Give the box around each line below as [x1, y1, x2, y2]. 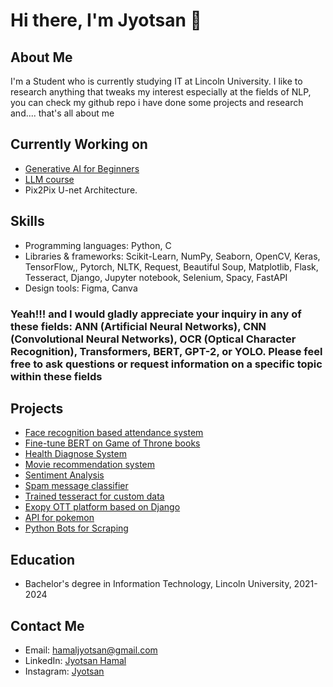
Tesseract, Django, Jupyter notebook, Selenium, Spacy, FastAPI [24, 271, 288, 283]
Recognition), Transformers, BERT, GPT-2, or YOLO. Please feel [10, 344, 323, 358]
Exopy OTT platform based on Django [24, 501, 181, 513]
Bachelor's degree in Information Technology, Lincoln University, [24, 578, 292, 590]
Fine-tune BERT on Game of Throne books [24, 437, 201, 449]
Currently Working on [10, 136, 148, 153]
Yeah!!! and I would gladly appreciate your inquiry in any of [10, 307, 302, 321]
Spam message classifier [24, 480, 129, 492]
